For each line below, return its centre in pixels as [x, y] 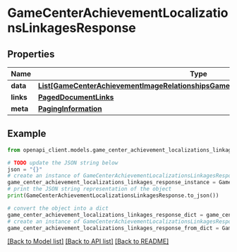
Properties [31, 54]
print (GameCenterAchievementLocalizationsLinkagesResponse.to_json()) [113, 196]
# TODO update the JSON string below [63, 163]
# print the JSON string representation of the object [90, 189]
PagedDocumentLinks [76, 97]
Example [27, 134]
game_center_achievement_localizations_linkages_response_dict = [105, 215]
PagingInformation [70, 109]
